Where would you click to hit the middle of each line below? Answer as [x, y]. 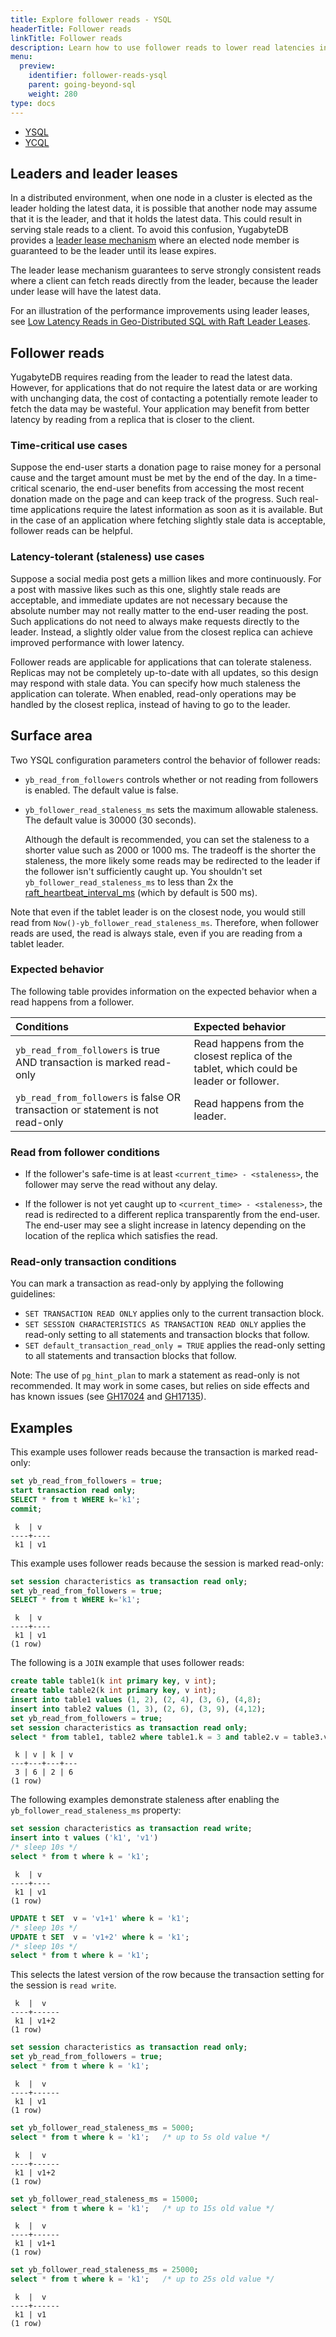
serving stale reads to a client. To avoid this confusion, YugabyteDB [149, 230]
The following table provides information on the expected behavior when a [164, 991]
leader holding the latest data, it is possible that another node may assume [164, 208]
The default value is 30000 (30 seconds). [110, 820]
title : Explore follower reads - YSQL [91, 19]
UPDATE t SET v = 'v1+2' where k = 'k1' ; [100, 1937]
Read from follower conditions [85, 1152]
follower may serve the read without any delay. [121, 1185]
